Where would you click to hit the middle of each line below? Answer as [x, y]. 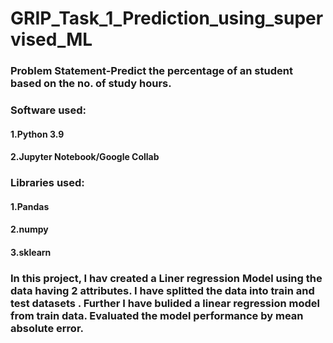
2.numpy [29, 229]
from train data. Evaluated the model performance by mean [157, 315]
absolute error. [47, 328]
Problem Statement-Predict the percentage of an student [151, 71]
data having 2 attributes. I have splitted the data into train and [162, 290]
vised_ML [51, 39]
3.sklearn [31, 252]
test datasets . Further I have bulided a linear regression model [165, 303]
